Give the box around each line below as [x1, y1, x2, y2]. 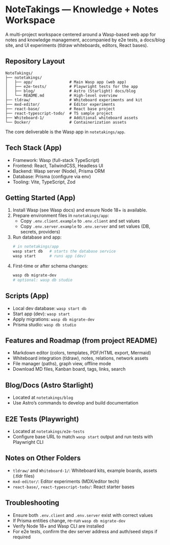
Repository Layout [5, 57, 65, 66]
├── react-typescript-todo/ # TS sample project [5, 111, 113, 116]
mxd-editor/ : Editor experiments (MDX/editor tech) [12, 478, 119, 484]
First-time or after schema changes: [12, 263, 88, 269]
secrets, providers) [20, 229, 60, 235]
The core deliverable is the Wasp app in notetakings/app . [5, 129, 126, 135]
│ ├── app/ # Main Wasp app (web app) [5, 79, 127, 85]
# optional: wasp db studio [12, 277, 72, 282]
